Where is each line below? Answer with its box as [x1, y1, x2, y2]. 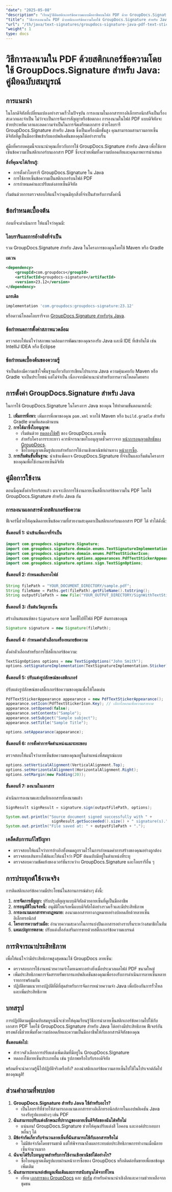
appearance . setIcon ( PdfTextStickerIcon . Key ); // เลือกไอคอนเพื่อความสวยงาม [6, 701, 154, 706]
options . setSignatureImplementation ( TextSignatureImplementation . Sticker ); [6, 663, 170, 668]
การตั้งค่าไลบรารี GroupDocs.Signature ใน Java [13, 169, 104, 176]
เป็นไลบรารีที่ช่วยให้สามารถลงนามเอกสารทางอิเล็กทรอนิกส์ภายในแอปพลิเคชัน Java [20, 1106, 160, 1112]
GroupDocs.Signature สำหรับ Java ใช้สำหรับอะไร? [13, 1100, 111, 1106]
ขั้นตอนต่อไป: [6, 1039, 29, 1045]
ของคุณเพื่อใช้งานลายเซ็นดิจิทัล [13, 459, 64, 465]
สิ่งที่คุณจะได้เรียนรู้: [6, 159, 39, 165]
